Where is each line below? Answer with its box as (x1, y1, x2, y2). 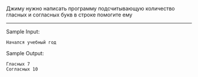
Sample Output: (6, 50, 44, 56)
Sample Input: (6, 28, 40, 35)
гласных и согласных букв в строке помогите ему (6, 11, 133, 18)
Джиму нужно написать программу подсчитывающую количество (6, 5, 175, 12)
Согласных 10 (6, 66, 38, 72)
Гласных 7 (6, 61, 31, 67)
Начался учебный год (6, 39, 57, 45)
